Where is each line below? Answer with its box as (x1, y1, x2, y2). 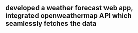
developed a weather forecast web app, (5, 4, 133, 12)
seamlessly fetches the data (5, 19, 97, 28)
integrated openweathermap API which (5, 12, 132, 20)
